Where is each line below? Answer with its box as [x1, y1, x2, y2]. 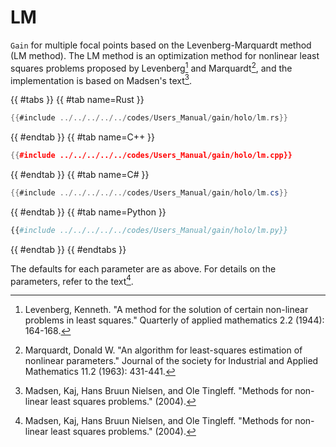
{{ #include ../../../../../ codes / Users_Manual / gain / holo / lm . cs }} [10, 188, 288, 198]
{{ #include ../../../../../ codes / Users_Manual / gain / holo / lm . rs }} [10, 113, 288, 123]
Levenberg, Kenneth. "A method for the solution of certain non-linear [24, 304, 309, 316]
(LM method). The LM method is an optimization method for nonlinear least [10, 49, 320, 61]
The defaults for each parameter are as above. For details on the [10, 262, 277, 275]
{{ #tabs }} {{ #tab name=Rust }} [10, 94, 145, 106]
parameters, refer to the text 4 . [10, 273, 134, 287]
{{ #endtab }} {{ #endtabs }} [10, 243, 127, 255]
